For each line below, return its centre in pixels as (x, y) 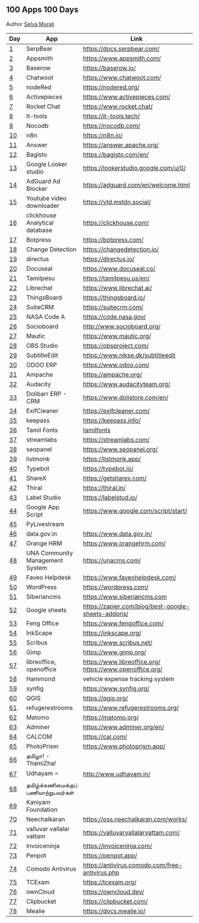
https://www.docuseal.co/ (119, 268)
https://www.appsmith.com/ (122, 58)
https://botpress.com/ (113, 239)
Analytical (40, 223)
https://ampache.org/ (112, 374)
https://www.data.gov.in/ (117, 534)
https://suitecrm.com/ (113, 307)
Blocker (37, 188)
